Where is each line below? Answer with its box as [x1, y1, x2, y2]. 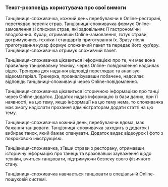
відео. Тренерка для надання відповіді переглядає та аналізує [5, 68, 140, 74]
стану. [5, 161, 19, 167]
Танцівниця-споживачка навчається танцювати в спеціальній [5, 171, 139, 177]
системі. [28, 176, 47, 182]
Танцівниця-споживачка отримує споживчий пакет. [5, 47, 117, 54]
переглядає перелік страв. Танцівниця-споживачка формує [5, 21, 135, 27]
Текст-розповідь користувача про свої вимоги [5, 4, 126, 11]
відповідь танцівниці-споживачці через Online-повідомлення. [5, 78, 139, 84]
